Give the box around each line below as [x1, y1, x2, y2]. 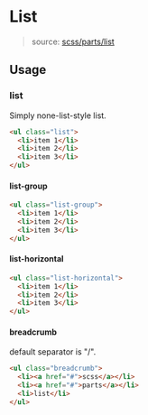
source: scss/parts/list [31, 36, 115, 47]
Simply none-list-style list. [9, 110, 106, 121]
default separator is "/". [9, 346, 97, 357]
